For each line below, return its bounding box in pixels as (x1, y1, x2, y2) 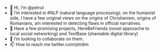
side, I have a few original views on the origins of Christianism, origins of (9, 15, 157, 21)
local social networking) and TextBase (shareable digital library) (9, 31, 138, 36)
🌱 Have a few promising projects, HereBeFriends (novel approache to (9, 26, 150, 31)
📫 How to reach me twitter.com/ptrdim (9, 42, 89, 47)
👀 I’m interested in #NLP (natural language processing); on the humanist (9, 10, 155, 16)
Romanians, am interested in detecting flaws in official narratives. (9, 20, 141, 26)
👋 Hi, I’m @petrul (9, 5, 44, 10)
